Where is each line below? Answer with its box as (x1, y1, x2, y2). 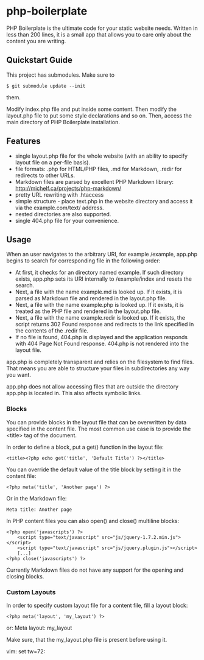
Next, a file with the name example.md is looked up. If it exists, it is (15, 288, 183, 296)
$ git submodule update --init (6, 83, 86, 89)
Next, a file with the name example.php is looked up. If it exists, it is (15, 301, 185, 309)
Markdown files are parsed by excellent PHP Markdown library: (15, 178, 174, 185)
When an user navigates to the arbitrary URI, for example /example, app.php (6, 251, 198, 258)
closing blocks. (6, 572, 44, 580)
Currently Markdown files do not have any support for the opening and (6, 566, 184, 574)
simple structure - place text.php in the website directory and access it (15, 197, 193, 205)
